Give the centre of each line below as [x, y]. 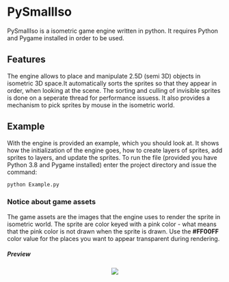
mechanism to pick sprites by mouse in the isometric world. [91, 105]
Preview [19, 254]
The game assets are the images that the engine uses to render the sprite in [114, 216]
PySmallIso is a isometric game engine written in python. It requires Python [113, 31]
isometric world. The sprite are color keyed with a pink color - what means [112, 224]
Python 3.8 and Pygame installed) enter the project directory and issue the [112, 165]
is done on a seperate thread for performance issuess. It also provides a [109, 98]
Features [26, 60]
